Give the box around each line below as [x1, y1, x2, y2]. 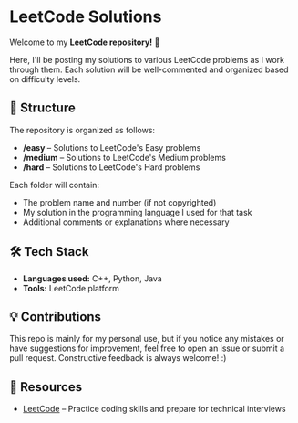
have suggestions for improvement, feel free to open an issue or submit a [9, 343, 285, 354]
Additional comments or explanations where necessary [22, 217, 230, 227]
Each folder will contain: [9, 179, 100, 190]
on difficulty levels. [9, 73, 81, 84]
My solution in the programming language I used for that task [22, 206, 252, 217]
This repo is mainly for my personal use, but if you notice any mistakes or [9, 333, 284, 344]
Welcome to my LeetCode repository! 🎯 [9, 37, 160, 48]
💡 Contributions [9, 309, 102, 324]
